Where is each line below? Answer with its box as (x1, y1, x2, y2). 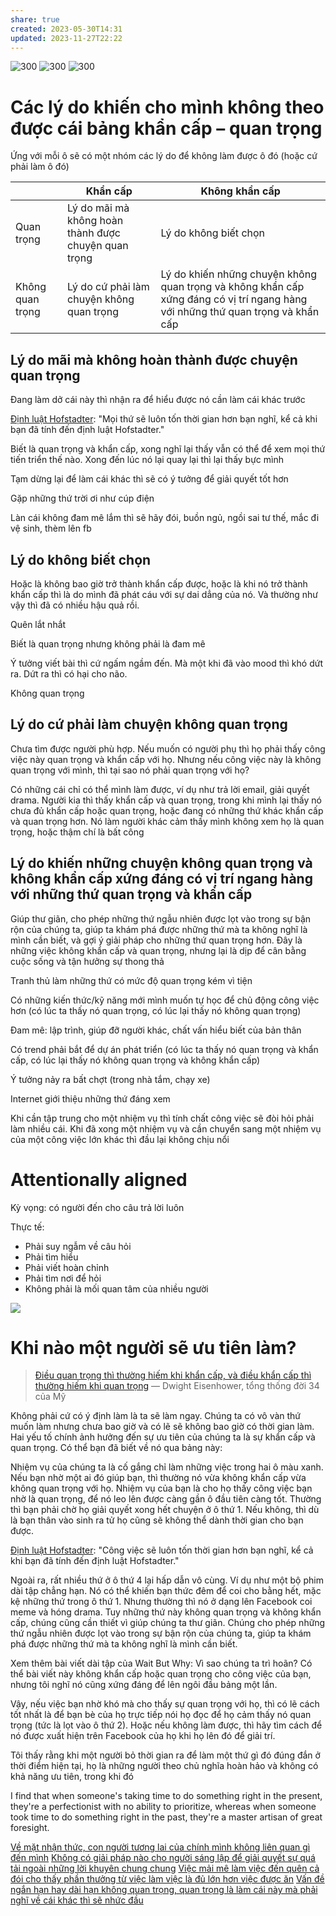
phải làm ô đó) (10, 161, 70, 173)
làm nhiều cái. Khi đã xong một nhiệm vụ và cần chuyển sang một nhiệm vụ (10, 1122, 322, 1135)
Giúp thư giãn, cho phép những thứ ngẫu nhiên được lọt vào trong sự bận (10, 912, 312, 925)
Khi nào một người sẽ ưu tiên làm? (10, 1336, 297, 1359)
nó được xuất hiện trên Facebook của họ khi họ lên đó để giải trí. (10, 1730, 276, 1742)
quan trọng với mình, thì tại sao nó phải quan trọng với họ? (10, 764, 250, 776)
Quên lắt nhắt (10, 618, 67, 630)
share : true (10, 14, 60, 25)
